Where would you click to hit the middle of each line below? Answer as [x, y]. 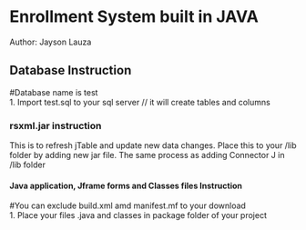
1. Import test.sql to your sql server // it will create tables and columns [140, 102]
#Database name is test [54, 92]
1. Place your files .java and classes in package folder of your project [138, 215]
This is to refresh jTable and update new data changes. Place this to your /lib [153, 145]
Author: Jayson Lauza [51, 42]
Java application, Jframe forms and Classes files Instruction [126, 185]
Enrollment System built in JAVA [134, 17]
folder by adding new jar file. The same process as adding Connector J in [147, 155]
